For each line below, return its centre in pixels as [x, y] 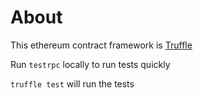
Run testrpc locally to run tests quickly [90, 64]
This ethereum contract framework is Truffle [101, 45]
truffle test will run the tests [72, 83]
